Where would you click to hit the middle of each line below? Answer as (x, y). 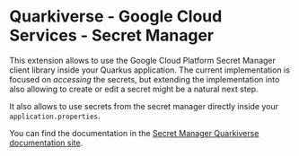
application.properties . (55, 116)
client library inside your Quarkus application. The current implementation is (149, 70)
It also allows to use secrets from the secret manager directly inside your (144, 106)
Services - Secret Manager (111, 35)
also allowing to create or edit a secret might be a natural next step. (134, 89)
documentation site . (46, 143)
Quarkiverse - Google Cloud (116, 17)
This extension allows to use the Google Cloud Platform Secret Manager (143, 60)
